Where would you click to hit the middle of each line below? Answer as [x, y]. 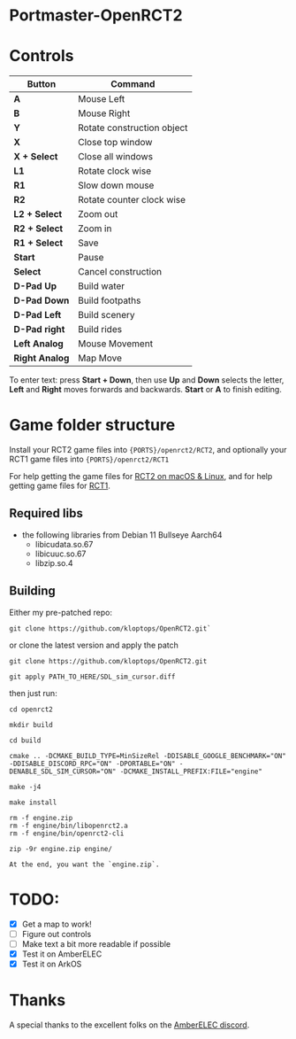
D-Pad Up [35, 286]
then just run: [33, 693]
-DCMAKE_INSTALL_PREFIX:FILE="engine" [191, 771]
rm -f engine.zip [41, 818]
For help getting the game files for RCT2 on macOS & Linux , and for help [141, 477]
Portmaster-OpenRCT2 [96, 16]
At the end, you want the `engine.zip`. [85, 865]
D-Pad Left [38, 315]
